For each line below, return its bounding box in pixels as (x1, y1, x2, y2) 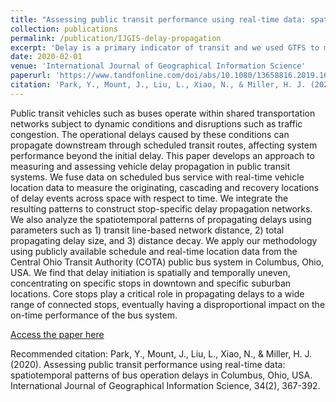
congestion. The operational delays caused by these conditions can (10, 128, 290, 140)
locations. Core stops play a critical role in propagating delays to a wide (10, 287, 305, 300)
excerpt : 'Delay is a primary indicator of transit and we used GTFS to (10, 42, 320, 53)
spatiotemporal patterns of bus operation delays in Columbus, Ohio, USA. (10, 369, 313, 381)
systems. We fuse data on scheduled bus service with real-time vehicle (10, 171, 305, 183)
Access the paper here (10, 328, 105, 340)
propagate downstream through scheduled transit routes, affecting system (10, 139, 318, 151)
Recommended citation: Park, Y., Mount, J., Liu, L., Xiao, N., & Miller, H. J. (10, 347, 313, 360)
